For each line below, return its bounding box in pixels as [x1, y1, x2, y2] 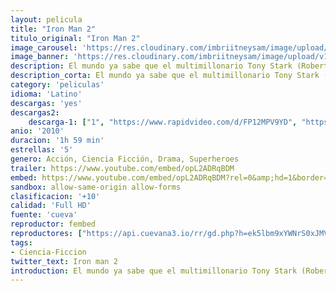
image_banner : [10, 52, 70, 62]
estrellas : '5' [10, 145, 74, 155]
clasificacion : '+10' [10, 191, 101, 201]
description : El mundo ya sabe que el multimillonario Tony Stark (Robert [10, 61, 329, 71]
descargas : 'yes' [10, 98, 83, 108]
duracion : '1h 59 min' [10, 136, 105, 146]
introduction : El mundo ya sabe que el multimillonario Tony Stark [10, 266, 298, 276]
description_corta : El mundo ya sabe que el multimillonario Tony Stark [10, 71, 320, 81]
